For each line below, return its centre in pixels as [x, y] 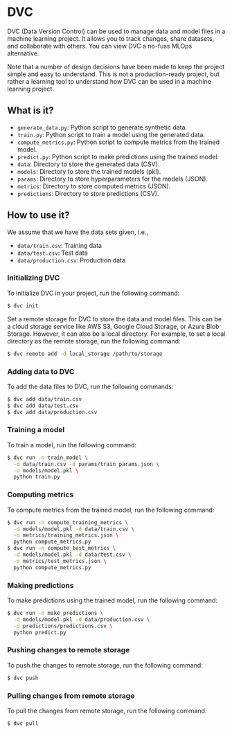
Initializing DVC [34, 278]
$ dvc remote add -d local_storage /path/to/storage [85, 354]
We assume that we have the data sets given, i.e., [78, 232]
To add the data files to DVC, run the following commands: [90, 386]
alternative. [23, 53]
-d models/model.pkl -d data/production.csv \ [82, 619]
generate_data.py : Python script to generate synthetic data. [102, 127]
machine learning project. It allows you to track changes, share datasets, [111, 38]
